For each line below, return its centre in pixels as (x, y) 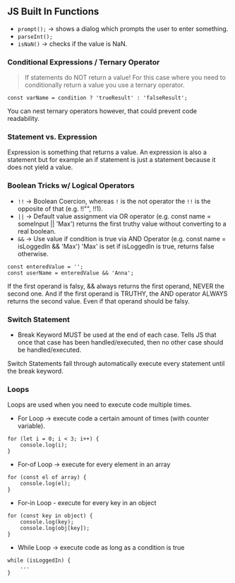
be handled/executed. (49, 350)
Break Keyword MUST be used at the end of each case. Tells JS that (117, 335)
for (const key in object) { (50, 516)
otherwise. (33, 253)
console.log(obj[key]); (55, 529)
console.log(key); (47, 522)
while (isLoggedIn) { (39, 561)
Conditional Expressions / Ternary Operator (84, 62)
